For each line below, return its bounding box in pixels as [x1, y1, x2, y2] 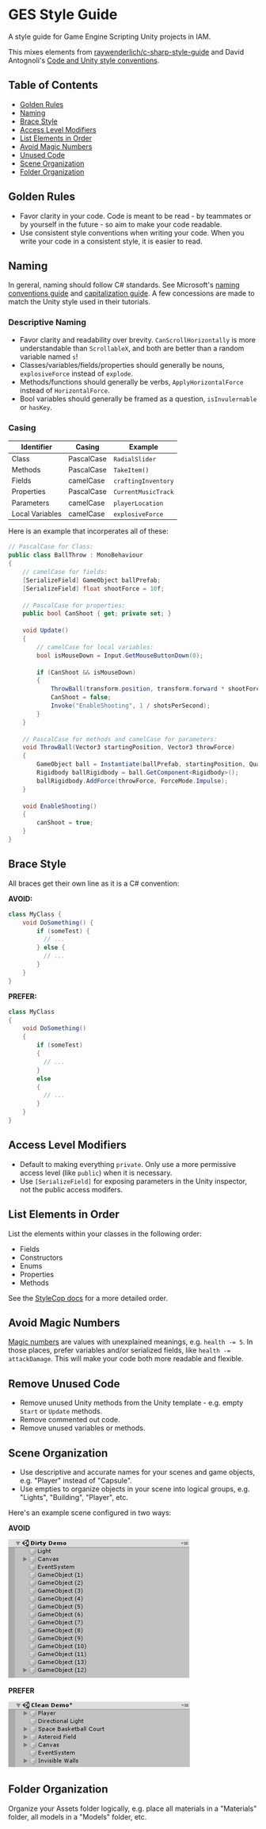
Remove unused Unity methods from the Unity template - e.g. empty [19, 1398, 244, 1408]
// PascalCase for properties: [22, 601, 126, 610]
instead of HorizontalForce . [19, 385, 110, 395]
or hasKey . [19, 402, 53, 411]
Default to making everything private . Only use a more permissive [19, 1159, 236, 1169]
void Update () [22, 626, 69, 635]
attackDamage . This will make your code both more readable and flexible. [8, 1354, 244, 1364]
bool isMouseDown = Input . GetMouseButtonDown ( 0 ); [36, 652, 203, 660]
